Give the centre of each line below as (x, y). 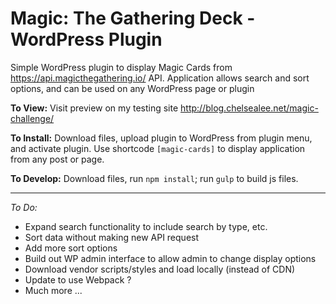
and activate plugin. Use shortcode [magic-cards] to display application (158, 148)
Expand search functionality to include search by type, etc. (146, 226)
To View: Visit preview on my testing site (94, 108)
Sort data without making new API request (112, 237)
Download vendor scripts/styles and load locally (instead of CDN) (160, 269)
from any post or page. (57, 159)
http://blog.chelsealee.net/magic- (249, 108)
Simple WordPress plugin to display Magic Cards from (121, 67)
